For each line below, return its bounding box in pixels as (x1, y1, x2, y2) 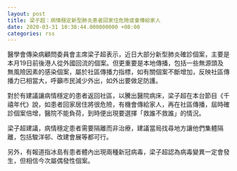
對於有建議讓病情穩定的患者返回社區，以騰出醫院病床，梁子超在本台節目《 (7, 91, 224, 100)
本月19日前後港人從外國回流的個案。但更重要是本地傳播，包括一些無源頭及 (7, 59, 224, 68)
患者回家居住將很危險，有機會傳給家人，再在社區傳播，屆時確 (50, 100, 230, 109)
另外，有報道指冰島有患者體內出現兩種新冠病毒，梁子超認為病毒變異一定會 (7, 148, 224, 156)
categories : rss (7, 30, 55, 37)
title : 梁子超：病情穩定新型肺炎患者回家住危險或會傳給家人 (7, 17, 161, 24)
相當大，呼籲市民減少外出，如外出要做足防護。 (25, 77, 162, 85)
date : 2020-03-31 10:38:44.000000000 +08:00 (7, 23, 140, 30)
